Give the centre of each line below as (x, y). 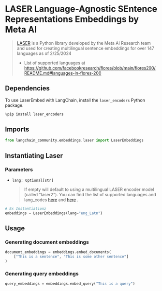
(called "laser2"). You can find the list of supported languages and (90, 195)
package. (14, 105)
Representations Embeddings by (72, 19)
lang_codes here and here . (51, 200)
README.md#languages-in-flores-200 (63, 73)
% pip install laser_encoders (34, 114)
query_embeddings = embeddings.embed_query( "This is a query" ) (70, 284)
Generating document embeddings (47, 242)
